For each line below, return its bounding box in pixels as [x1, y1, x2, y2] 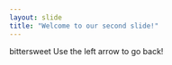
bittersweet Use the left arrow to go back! [9, 45, 164, 56]
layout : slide [9, 12, 63, 22]
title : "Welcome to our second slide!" [9, 21, 159, 30]
